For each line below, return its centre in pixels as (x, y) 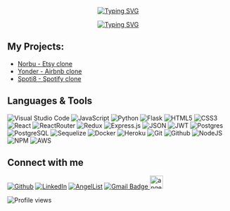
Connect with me (46, 163)
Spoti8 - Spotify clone (49, 78)
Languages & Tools (50, 101)
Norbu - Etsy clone (45, 64)
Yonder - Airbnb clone (50, 71)
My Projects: (36, 47)
